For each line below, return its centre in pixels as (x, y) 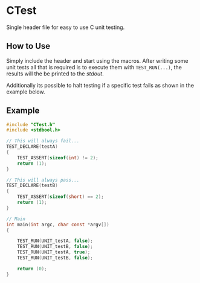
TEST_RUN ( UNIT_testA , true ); (54, 252)
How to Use (28, 46)
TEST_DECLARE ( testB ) (32, 186)
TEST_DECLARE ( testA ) (32, 147)
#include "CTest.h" (31, 124)
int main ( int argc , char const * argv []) (58, 224)
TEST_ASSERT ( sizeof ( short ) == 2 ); (60, 197)
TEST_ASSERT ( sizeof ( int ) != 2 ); (58, 157)
